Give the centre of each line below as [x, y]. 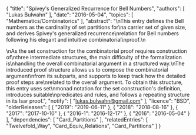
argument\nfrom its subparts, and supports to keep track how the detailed [96, 76]
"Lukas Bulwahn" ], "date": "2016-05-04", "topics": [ [70, 15]
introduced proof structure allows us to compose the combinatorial [87, 70]
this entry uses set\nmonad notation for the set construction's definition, [94, 88]
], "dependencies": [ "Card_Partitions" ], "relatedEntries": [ [77, 119]
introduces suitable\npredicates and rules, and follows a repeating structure [98, 95]
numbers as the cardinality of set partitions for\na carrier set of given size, [96, 27]
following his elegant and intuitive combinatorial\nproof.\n [76, 40]
